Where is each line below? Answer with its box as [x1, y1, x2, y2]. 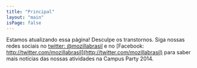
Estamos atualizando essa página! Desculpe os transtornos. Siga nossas [6, 36, 185, 44]
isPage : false [6, 20, 42, 26]
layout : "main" [6, 14, 44, 20]
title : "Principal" [6, 8, 55, 15]
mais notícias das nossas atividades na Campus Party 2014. [6, 55, 154, 63]
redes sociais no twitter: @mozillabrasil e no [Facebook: [6, 42, 145, 50]
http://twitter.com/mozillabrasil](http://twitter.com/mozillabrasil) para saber [6, 49, 191, 56]
